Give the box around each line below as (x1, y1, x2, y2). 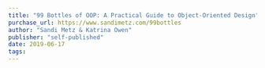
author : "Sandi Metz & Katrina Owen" (8, 26, 132, 34)
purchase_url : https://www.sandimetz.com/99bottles (8, 19, 181, 27)
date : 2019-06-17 (8, 41, 65, 48)
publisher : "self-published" (8, 33, 104, 41)
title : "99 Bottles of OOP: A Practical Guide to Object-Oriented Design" (8, 11, 259, 20)
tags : (8, 48, 26, 55)
